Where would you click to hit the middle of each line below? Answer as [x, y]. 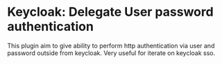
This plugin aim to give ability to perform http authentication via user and [111, 45]
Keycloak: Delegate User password [110, 12]
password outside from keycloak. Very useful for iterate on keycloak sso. [111, 53]
